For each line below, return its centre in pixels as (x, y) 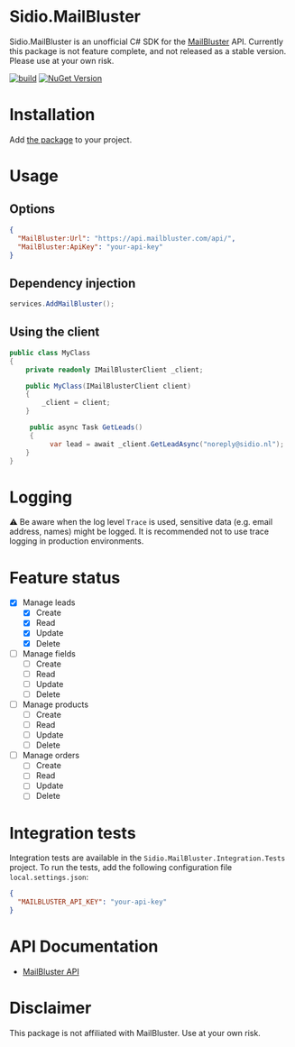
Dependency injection (73, 283)
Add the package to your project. (71, 139)
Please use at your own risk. (62, 60)
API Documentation (84, 946)
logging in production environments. (77, 541)
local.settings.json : (49, 877)
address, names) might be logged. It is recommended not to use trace (139, 532)
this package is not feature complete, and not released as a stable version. (148, 51)
